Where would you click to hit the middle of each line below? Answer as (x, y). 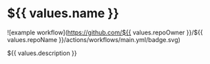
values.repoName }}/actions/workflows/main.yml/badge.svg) (94, 39)
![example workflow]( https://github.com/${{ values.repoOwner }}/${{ (105, 32)
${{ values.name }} (63, 13)
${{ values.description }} (42, 53)
